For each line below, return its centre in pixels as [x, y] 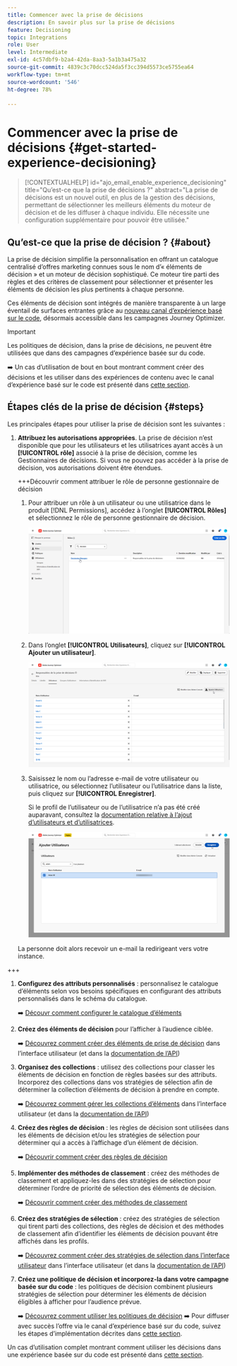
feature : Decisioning [39, 30]
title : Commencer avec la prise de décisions [75, 15]
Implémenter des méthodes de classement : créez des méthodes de [119, 1173]
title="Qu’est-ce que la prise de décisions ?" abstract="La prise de [121, 190]
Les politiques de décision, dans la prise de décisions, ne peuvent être [110, 345]
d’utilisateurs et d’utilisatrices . [71, 822]
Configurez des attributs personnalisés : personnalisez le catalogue [118, 983]
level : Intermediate [38, 52]
